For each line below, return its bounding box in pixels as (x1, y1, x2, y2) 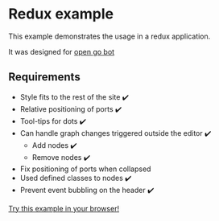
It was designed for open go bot (8, 47, 115, 56)
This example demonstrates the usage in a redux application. (8, 31, 211, 41)
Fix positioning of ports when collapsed (19, 164, 151, 174)
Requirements (8, 70, 81, 84)
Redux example (8, 5, 114, 23)
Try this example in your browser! (8, 203, 119, 213)
